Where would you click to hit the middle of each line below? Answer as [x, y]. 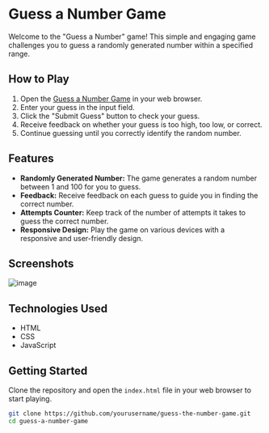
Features [31, 159]
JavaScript [38, 346]
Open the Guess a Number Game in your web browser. [111, 99]
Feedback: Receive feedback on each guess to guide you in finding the [139, 195]
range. [19, 53]
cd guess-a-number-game [48, 421]
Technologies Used [58, 308]
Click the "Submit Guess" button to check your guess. [110, 116]
